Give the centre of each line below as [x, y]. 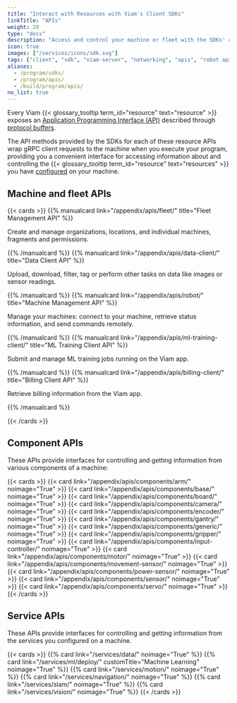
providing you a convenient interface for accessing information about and [114, 157]
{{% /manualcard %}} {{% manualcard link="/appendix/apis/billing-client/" [116, 372]
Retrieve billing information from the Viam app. [75, 393]
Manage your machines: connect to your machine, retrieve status [102, 316]
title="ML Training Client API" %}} [79, 345]
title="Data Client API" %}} [46, 260]
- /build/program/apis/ [48, 86]
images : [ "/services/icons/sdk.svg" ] [63, 54]
